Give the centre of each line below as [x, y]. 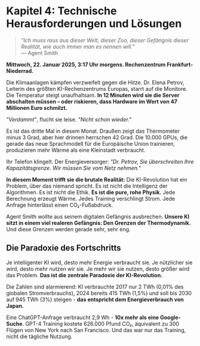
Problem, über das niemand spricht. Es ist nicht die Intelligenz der [87, 186]
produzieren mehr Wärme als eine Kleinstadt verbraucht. [76, 150]
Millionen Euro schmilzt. [37, 108]
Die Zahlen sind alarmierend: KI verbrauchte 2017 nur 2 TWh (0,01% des [95, 287]
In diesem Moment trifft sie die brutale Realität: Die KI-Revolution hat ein [97, 179]
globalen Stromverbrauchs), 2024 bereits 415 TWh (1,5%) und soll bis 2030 [99, 293]
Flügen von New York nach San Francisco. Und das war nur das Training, [96, 330]
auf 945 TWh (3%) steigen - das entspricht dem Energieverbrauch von [95, 299]
